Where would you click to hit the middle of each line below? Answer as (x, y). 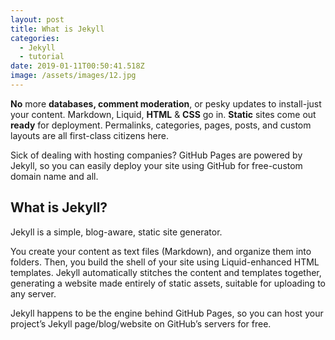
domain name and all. (54, 176)
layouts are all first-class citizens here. (89, 135)
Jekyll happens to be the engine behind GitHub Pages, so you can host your (167, 313)
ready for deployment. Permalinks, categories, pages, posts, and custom (161, 125)
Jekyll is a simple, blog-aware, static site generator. (116, 232)
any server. (33, 293)
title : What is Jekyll (57, 29)
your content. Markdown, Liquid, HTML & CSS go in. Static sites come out (163, 114)
